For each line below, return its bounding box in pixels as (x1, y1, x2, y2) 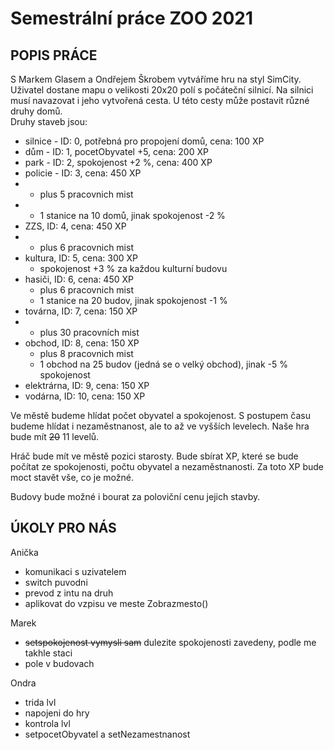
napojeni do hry (24, 707, 90, 719)
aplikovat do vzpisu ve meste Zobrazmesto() (24, 597, 209, 609)
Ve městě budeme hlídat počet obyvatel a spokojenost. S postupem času (10, 410, 311, 421)
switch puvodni (24, 576, 88, 588)
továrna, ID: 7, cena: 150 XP (24, 305, 138, 317)
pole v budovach (24, 657, 95, 669)
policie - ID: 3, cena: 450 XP (24, 167, 142, 179)
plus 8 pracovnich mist (39, 348, 134, 359)
